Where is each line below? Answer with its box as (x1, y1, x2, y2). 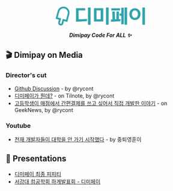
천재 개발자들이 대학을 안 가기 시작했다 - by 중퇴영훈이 (14, 136, 142, 143)
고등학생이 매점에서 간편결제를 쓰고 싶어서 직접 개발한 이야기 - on (14, 99, 168, 107)
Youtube (5, 121, 31, 130)
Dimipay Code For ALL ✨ (69, 31, 132, 39)
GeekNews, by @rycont (14, 106, 73, 113)
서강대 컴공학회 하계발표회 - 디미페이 (14, 178, 101, 185)
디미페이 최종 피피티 (14, 170, 61, 178)
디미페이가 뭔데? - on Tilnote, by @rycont (14, 92, 115, 99)
